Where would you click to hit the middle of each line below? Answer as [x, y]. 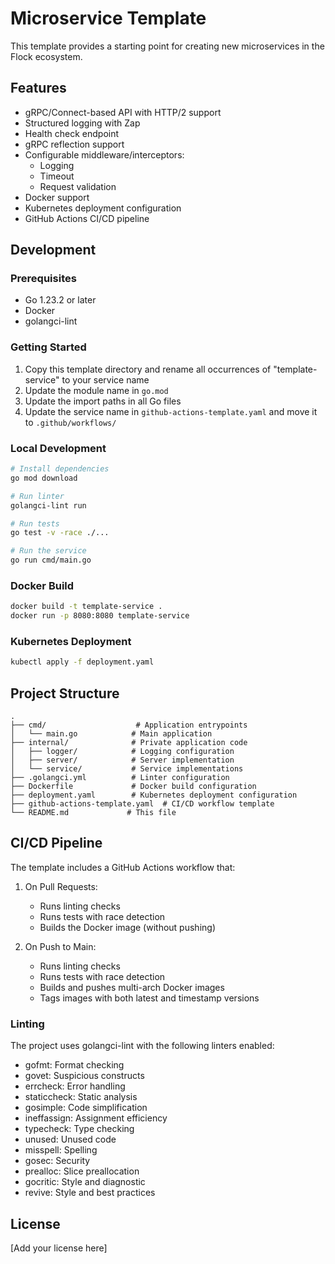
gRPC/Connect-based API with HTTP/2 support [123, 112]
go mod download [44, 478]
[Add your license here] [59, 1248]
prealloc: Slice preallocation [82, 1171]
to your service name [105, 379]
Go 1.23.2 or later [60, 300]
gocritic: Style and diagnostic [85, 1182]
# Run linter [37, 496]
